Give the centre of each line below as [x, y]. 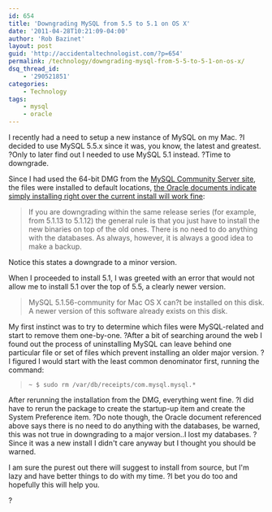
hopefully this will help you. [54, 485]
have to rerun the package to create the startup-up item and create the [127, 408]
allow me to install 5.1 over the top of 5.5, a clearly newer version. [117, 286]
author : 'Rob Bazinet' [47, 39]
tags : [17, 99]
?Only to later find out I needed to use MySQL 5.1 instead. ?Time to [120, 154]
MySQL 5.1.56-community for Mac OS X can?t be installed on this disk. [146, 302]
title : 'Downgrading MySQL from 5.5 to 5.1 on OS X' [99, 24]
